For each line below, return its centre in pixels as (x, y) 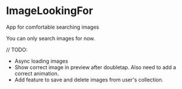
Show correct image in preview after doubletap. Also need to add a (95, 67)
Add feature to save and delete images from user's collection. (89, 80)
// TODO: (17, 49)
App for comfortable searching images (53, 27)
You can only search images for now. (51, 38)
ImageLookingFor (50, 11)
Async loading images (41, 61)
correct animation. (37, 73)
